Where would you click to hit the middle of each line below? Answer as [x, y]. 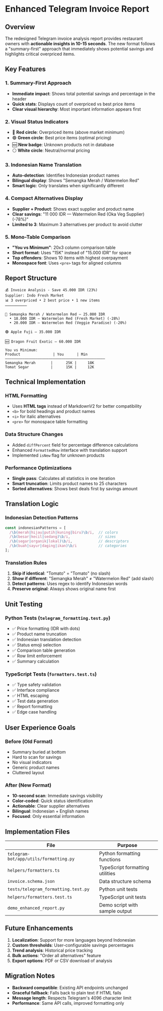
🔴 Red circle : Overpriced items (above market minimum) [68, 132]
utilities [107, 873]
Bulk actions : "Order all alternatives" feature [57, 955]
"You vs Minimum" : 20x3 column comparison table [64, 247]
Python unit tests [118, 889]
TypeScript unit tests [123, 897]
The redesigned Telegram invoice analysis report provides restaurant [74, 38]
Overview [20, 27]
